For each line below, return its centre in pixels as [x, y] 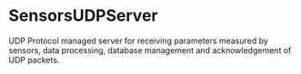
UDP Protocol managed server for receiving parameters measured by [139, 41]
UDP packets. [34, 60]
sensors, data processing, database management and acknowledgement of [150, 50]
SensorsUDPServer [83, 16]
